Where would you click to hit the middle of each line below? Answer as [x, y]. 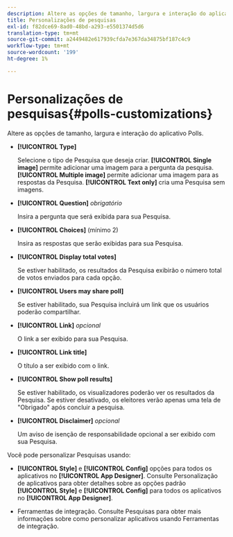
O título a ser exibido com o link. [63, 366]
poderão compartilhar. [49, 312]
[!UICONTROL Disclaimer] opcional [68, 420]
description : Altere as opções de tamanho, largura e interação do [107, 14]
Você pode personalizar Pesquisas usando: [69, 454]
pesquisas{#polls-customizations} [110, 113]
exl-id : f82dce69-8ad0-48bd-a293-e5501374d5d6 [76, 26]
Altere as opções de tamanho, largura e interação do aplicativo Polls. [105, 133]
